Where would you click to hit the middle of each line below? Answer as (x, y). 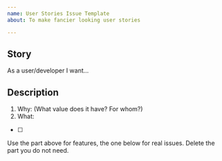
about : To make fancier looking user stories (74, 20)
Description (33, 92)
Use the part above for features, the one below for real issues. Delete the (111, 143)
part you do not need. (38, 151)
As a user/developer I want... (48, 70)
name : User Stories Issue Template (58, 13)
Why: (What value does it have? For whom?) (80, 109)
